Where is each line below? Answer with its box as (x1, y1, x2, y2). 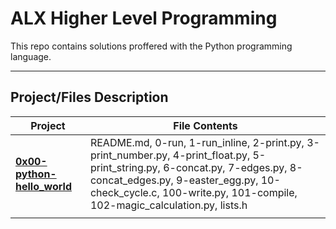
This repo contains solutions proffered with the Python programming (10, 40, 293, 52)
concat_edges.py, (89, 173, 174, 187)
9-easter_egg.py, (176, 173, 259, 187)
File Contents (173, 118, 238, 132)
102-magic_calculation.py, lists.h (89, 198, 248, 212)
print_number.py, (89, 148, 171, 162)
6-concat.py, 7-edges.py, (163, 160, 288, 174)
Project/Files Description (10, 89, 169, 106)
